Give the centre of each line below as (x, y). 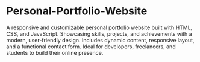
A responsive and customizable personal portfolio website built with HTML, (99, 27)
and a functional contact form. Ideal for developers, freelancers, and (91, 46)
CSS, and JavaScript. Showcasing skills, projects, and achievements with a (99, 33)
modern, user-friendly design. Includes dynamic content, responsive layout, (100, 40)
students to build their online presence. (55, 52)
